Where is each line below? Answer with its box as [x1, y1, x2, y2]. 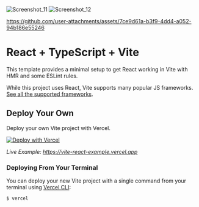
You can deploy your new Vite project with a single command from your [6, 177, 187, 184]
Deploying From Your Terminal [6, 163, 98, 172]
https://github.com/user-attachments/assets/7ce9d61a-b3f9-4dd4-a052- [6, 18, 192, 24]
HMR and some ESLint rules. [6, 72, 78, 79]
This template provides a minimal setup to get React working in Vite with [6, 65, 188, 73]
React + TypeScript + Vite [6, 46, 139, 59]
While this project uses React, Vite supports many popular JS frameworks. [6, 84, 194, 91]
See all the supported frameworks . [6, 90, 93, 98]
